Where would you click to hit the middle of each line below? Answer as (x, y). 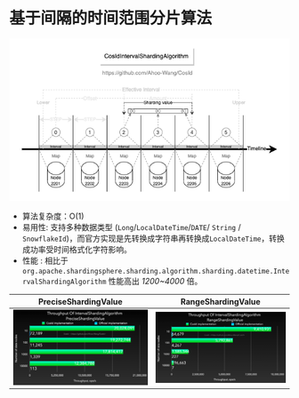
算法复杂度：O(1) (53, 216)
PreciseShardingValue (81, 301)
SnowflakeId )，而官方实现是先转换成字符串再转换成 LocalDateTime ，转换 (153, 239)
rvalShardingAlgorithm (64, 282)
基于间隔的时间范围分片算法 (111, 18)
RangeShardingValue (221, 301)
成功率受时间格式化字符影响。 (77, 250)
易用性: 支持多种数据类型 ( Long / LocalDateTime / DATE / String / (132, 227)
